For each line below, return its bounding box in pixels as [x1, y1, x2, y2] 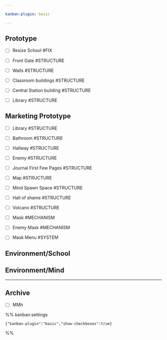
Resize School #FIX [12, 48, 52, 54]
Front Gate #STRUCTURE [12, 58, 65, 64]
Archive [5, 288, 30, 297]
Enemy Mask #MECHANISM [12, 224, 71, 231]
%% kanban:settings [5, 312, 48, 318]
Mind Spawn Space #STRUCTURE [12, 185, 83, 191]
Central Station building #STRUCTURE [12, 87, 91, 93]
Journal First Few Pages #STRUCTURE [12, 165, 92, 171]
